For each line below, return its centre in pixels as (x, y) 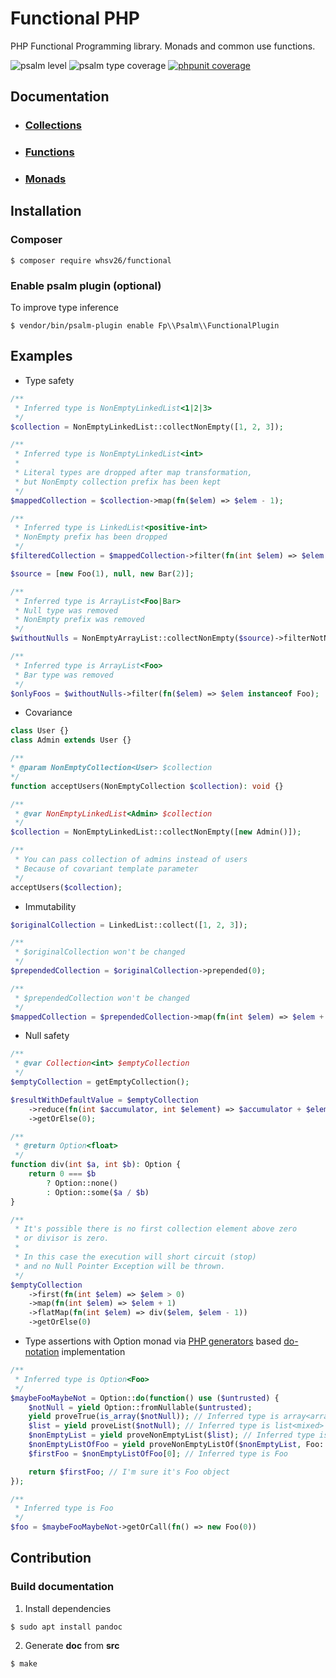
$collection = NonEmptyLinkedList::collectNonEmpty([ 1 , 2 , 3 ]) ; (147, 427)
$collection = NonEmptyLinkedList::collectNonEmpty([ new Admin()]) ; (156, 832)
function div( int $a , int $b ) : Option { (96, 1165)
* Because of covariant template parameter (106, 868)
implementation (93, 1352)
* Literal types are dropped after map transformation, (133, 473)
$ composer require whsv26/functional (91, 260)
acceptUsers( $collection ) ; (66, 887)
